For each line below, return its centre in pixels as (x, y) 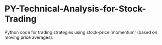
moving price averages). (29, 37)
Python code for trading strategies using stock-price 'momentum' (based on (81, 32)
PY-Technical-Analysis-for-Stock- (75, 9)
